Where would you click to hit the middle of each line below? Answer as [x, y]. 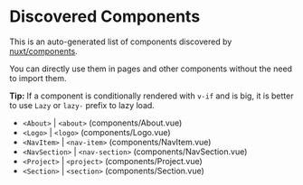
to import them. [38, 78]
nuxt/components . [44, 51]
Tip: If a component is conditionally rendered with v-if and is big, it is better [151, 96]
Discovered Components [105, 17]
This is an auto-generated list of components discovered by [121, 42]
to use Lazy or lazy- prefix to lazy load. [82, 105]
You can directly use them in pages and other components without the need [151, 69]
